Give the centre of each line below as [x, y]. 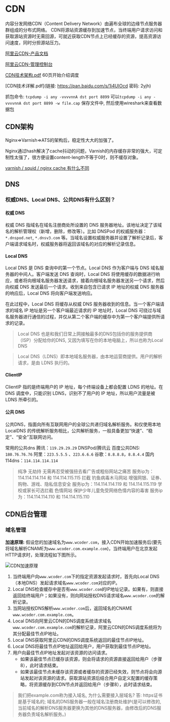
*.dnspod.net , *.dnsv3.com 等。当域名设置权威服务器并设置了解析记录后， [82, 238]
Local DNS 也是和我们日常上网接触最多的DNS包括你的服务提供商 [85, 334]
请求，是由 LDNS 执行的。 [45, 363]
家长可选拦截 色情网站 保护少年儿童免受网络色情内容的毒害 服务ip [95, 490]
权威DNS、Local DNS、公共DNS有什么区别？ [60, 200]
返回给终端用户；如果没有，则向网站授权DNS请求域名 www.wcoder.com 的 [86, 595]
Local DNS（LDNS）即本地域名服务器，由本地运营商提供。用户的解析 [90, 357]
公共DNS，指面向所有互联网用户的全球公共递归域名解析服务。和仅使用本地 [83, 424]
